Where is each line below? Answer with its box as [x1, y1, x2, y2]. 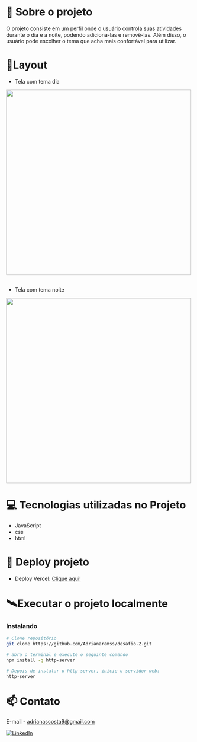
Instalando [6, 622, 37, 630]
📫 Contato [6, 695, 60, 708]
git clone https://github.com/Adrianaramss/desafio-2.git [6, 641, 152, 647]
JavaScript [14, 522, 41, 529]
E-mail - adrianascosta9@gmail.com [6, 718, 95, 725]
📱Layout [6, 59, 48, 72]
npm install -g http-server [6, 657, 76, 663]
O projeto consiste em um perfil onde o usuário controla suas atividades [6, 25, 182, 32]
